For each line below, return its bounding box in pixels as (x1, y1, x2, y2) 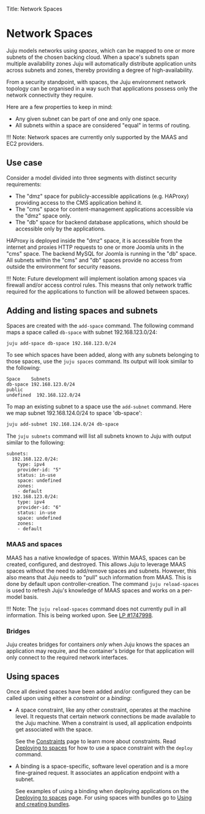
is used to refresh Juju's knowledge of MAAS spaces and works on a (6, 587, 181, 594)
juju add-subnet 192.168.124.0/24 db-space (6, 421, 119, 428)
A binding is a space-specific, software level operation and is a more (15, 763, 188, 770)
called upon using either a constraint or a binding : (6, 694, 132, 701)
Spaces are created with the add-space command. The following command (6, 322, 194, 329)
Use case (6, 158, 43, 168)
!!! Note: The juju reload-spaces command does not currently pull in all (6, 605, 187, 612)
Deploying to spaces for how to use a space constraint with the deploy (15, 744, 193, 751)
